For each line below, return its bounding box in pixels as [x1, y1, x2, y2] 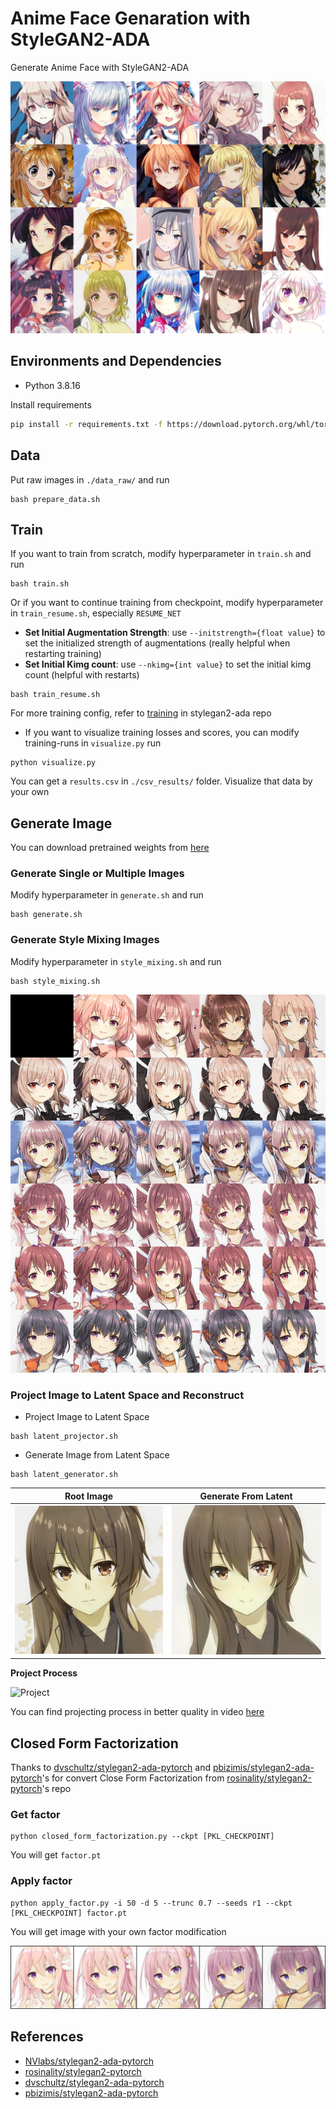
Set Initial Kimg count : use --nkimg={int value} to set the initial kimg [24, 658, 312, 671]
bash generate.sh [10, 910, 83, 920]
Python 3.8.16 [24, 379, 81, 391]
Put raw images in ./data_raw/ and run [10, 473, 170, 486]
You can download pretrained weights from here [10, 842, 210, 854]
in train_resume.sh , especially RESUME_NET [10, 607, 182, 619]
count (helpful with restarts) [24, 669, 140, 681]
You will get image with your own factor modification [10, 1925, 227, 1937]
